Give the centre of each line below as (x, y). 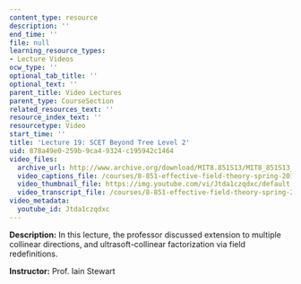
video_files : (34, 159)
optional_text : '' (43, 84)
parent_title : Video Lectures (66, 92)
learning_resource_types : (57, 51)
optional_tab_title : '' (54, 76)
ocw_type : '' (34, 68)
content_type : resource (54, 17)
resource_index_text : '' (56, 117)
